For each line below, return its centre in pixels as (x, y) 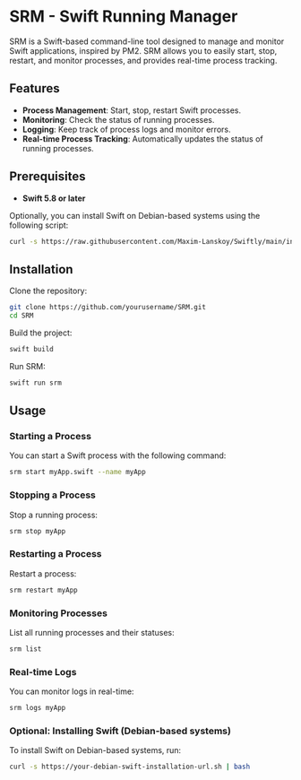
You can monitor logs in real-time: (72, 691)
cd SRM (21, 316)
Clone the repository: (48, 291)
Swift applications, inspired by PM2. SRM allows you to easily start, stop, (143, 50)
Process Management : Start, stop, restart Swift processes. (132, 110)
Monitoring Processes (58, 613)
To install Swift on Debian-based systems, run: (95, 750)
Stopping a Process (52, 495)
